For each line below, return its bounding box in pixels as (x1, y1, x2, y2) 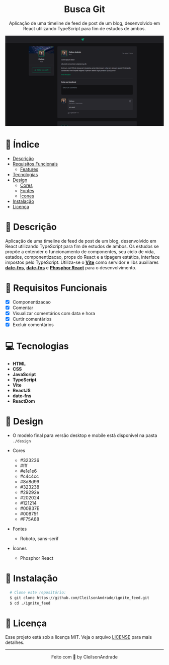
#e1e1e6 (20, 468, 37, 474)
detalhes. (5, 639, 25, 645)
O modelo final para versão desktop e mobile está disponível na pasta (12, 432, 157, 438)
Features (20, 166, 39, 172)
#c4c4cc (20, 473, 39, 479)
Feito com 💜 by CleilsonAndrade (51, 654, 118, 660)
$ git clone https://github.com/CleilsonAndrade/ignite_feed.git (10, 595, 150, 600)
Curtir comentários (12, 316, 52, 322)
